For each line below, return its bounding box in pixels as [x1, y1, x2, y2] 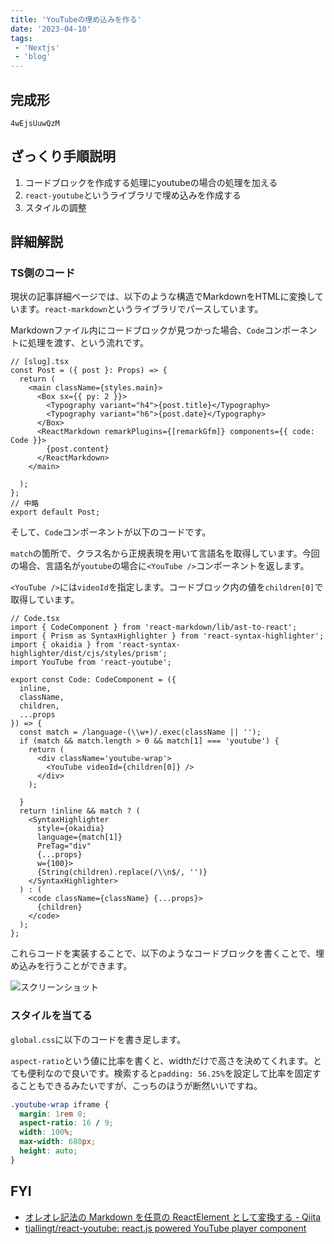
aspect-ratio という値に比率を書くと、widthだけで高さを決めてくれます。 [10, 1054, 314, 1066]
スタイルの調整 [24, 201, 87, 213]
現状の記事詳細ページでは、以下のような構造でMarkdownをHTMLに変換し [10, 291, 316, 303]
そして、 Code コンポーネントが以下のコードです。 [10, 526, 212, 538]
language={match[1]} [36, 832, 123, 843]
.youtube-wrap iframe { [10, 1099, 110, 1110]
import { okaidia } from [10, 640, 114, 650]
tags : [10, 33, 33, 43]
